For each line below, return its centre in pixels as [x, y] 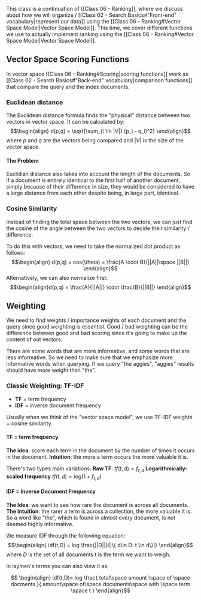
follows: [16, 252]
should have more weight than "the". [51, 370]
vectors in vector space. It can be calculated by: [66, 122]
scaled [15, 476]
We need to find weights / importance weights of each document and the [96, 320]
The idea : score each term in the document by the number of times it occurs [100, 450]
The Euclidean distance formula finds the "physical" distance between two [98, 115]
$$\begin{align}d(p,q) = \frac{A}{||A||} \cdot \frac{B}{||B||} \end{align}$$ [100, 287]
